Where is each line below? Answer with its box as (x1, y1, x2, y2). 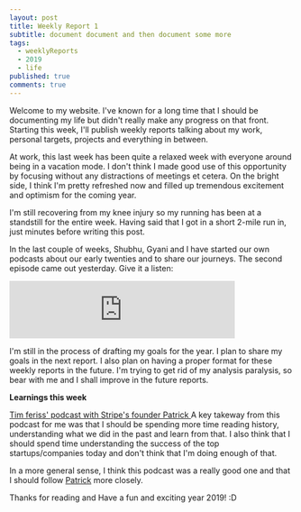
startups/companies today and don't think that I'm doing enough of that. (9, 447, 278, 458)
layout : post (9, 13, 59, 23)
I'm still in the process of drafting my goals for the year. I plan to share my (9, 345, 283, 356)
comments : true (9, 80, 67, 89)
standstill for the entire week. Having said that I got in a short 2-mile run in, (9, 216, 287, 227)
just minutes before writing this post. (9, 226, 146, 237)
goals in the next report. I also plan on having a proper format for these (9, 355, 273, 366)
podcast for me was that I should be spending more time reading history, (9, 418, 279, 429)
